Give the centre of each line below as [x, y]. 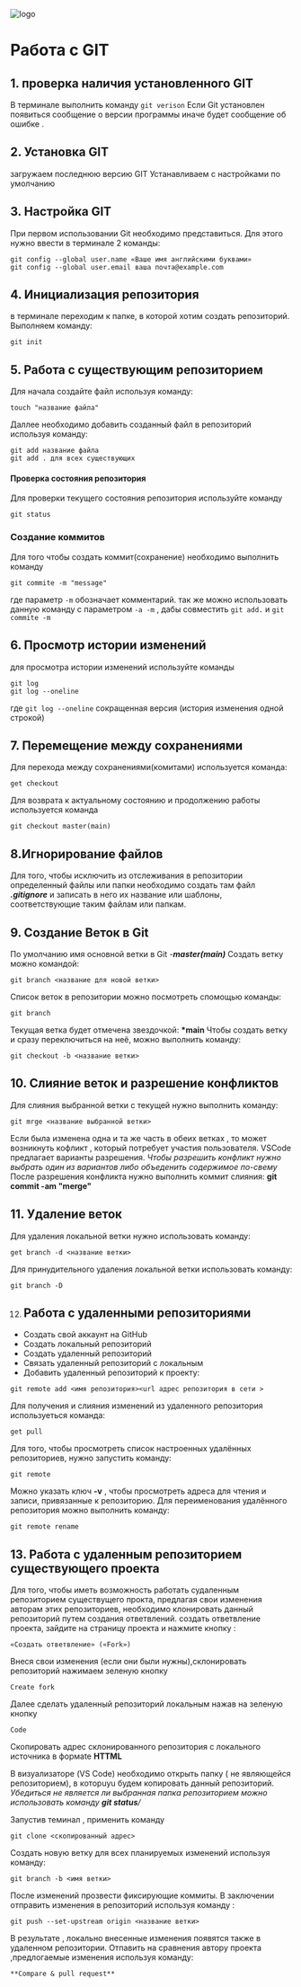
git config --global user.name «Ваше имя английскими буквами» [131, 259]
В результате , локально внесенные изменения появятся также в [136, 1938]
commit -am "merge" [51, 1185]
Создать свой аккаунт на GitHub [85, 1335]
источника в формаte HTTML [66, 1756]
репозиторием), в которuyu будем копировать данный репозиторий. [142, 1783]
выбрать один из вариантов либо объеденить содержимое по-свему [144, 1166]
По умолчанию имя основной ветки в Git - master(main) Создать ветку [147, 954]
